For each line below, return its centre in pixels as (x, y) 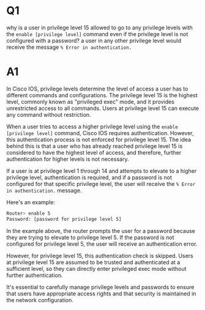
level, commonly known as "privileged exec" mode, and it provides (90, 101)
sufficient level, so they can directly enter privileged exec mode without (96, 268)
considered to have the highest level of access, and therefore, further (94, 152)
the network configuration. (40, 300)
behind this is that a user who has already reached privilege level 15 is (95, 146)
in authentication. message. (44, 190)
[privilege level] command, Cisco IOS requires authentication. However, (100, 133)
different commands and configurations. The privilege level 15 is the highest (102, 95)
